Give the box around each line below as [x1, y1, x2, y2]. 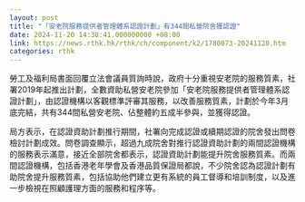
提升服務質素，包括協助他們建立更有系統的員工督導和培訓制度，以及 [33, 171, 288, 182]
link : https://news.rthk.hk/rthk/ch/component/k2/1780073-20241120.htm [9, 38, 286, 48]
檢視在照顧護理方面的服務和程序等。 [25, 183, 161, 194]
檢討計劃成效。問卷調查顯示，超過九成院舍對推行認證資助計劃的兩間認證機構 [9, 138, 296, 149]
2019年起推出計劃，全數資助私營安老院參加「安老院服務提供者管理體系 [16, 84, 282, 95]
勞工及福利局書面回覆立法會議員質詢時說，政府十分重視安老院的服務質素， [9, 73, 288, 84]
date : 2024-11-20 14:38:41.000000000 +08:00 [9, 30, 181, 39]
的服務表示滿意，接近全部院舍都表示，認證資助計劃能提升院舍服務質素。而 [9, 149, 288, 159]
